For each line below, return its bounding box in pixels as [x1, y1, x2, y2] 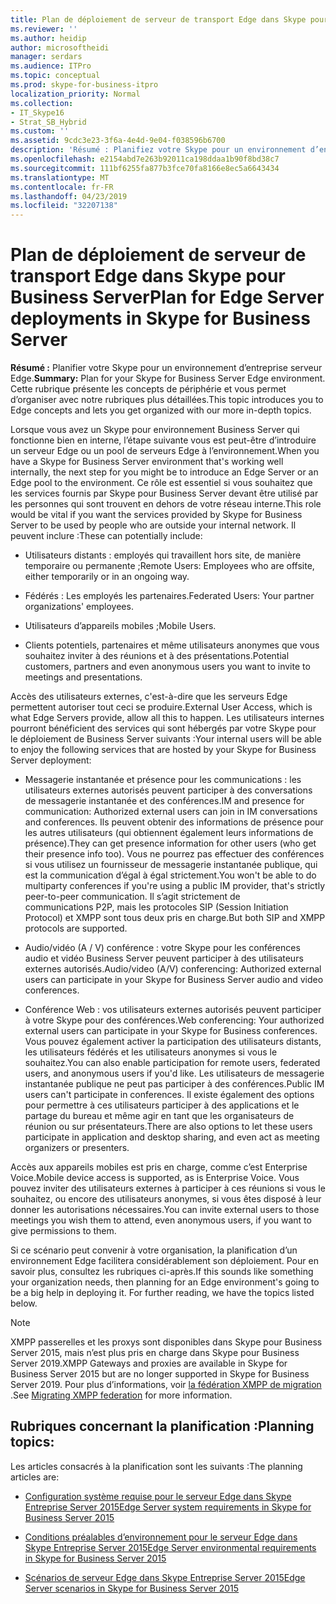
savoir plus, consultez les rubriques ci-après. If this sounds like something [10, 1266, 314, 1278]
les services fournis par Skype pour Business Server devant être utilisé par [10, 487, 319, 500]
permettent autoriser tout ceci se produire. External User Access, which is [10, 701, 313, 713]
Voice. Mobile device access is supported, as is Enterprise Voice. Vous [10, 1172, 300, 1184]
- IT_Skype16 [10, 107, 65, 118]
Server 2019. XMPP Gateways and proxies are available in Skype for [10, 1357, 288, 1370]
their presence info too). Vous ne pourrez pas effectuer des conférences [24, 848, 325, 860]
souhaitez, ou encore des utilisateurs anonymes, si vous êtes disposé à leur [10, 1193, 322, 1205]
